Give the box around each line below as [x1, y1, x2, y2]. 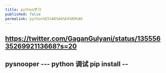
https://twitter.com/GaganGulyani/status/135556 [5, 34, 161, 43]
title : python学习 [5, 7, 41, 12]
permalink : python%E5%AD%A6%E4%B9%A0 [5, 16, 83, 21]
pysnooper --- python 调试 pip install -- [5, 60, 128, 69]
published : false [5, 12, 41, 17]
